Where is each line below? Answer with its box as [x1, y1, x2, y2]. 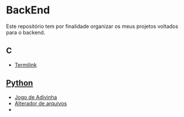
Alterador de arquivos [14, 100, 67, 107]
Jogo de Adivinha [14, 94, 57, 101]
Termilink [14, 61, 37, 68]
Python [6, 78, 33, 88]
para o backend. [6, 29, 46, 36]
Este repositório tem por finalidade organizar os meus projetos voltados [6, 23, 179, 30]
